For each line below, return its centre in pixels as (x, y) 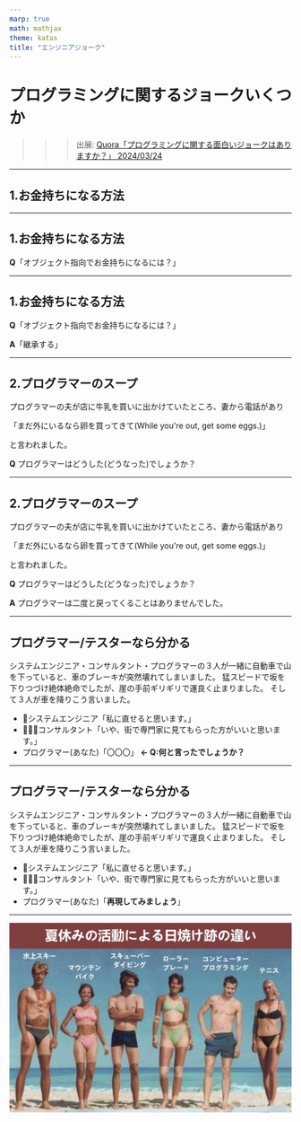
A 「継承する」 (36, 344)
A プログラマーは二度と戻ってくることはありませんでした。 (119, 603)
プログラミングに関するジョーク (127, 96)
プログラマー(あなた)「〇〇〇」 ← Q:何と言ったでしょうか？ (133, 752)
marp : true (30, 19)
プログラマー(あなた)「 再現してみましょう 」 (103, 901)
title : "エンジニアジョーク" (57, 48)
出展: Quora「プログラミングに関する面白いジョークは (176, 145)
